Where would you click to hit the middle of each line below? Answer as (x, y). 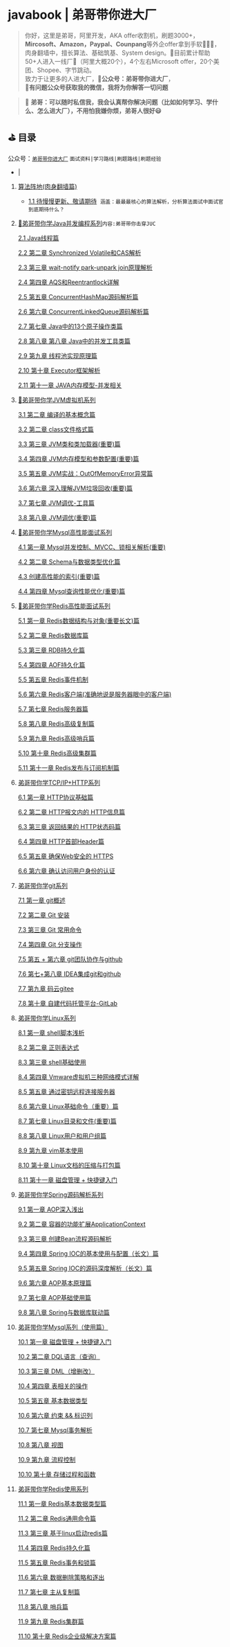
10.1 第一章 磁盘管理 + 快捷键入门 (65, 1342)
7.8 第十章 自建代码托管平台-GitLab (68, 1003)
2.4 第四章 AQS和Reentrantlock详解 (68, 282)
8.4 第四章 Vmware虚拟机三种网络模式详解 (78, 1077)
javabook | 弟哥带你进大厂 (83, 15)
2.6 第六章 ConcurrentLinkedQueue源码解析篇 (83, 311)
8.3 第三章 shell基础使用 (52, 1062)
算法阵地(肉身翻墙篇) (48, 186)
